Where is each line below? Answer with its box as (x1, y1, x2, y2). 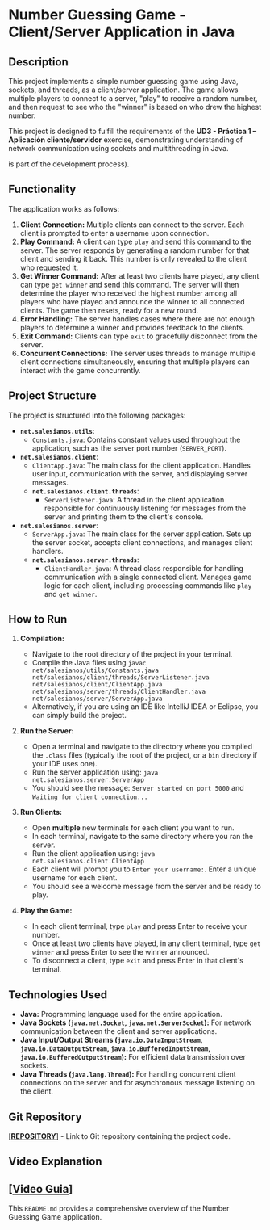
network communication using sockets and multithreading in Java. (8, 144, 229, 153)
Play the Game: (19, 906, 73, 916)
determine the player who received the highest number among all (19, 288, 238, 298)
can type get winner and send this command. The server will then (19, 279, 239, 289)
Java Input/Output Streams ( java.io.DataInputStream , (19, 1035, 203, 1045)
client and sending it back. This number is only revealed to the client (19, 254, 247, 263)
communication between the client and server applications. (19, 1026, 218, 1036)
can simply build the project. (31, 711, 127, 720)
